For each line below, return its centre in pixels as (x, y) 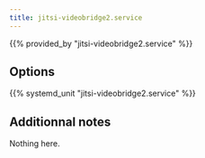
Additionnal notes (60, 121)
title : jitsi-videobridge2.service (76, 18)
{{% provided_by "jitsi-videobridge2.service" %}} (101, 43)
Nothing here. (35, 144)
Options (32, 72)
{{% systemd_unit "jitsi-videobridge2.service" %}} (102, 93)
